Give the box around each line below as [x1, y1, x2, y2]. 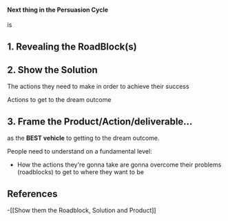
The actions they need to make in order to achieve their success [7, 83, 189, 91]
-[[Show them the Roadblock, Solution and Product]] [7, 207, 156, 215]
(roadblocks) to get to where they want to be [17, 168, 145, 176]
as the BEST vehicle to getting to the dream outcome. [7, 134, 160, 143]
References [7, 188, 58, 200]
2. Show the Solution [7, 64, 98, 76]
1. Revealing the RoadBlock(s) [7, 41, 137, 52]
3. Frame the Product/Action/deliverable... [7, 116, 193, 127]
